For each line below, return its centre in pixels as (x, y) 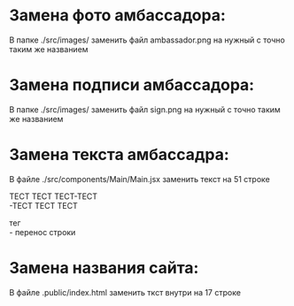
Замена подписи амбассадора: (132, 85)
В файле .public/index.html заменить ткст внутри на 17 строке (125, 292)
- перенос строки (43, 232)
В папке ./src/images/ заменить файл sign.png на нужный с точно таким (145, 109)
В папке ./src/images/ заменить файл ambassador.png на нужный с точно (147, 40)
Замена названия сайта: (104, 268)
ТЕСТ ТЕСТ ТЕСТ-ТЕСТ (54, 196)
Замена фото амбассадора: (117, 15)
